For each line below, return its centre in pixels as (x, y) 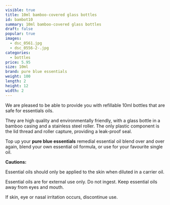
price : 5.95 (18, 62)
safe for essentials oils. (30, 111)
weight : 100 (18, 76)
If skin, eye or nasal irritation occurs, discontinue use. (62, 197)
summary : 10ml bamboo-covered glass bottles (53, 24)
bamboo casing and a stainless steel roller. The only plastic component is (82, 126)
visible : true (20, 10)
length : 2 (16, 81)
